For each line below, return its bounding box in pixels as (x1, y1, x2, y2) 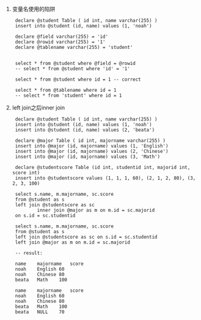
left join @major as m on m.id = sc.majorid (15, 239, 130, 245)
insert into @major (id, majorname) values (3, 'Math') (15, 154, 161, 160)
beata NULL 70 (15, 309, 65, 315)
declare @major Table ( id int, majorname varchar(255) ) (15, 138, 166, 144)
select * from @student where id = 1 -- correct (15, 76, 142, 83)
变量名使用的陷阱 (12, 6, 56, 12)
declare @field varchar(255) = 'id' (15, 34, 109, 40)
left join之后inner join (12, 104, 65, 111)
